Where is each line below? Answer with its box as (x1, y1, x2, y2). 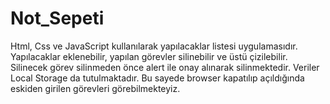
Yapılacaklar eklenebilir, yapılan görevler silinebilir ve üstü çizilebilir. (10, 50, 288, 62)
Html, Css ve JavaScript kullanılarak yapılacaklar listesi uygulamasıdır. (10, 40, 298, 52)
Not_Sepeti (10, 7, 105, 30)
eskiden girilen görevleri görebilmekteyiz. (10, 82, 181, 94)
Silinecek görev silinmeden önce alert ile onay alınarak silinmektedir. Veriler (10, 61, 320, 73)
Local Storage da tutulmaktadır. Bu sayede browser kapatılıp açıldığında (10, 72, 305, 84)
